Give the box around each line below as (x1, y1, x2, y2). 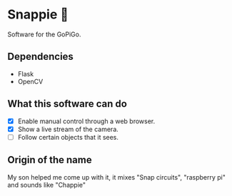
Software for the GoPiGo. (7, 30, 81, 38)
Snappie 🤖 (7, 6, 69, 23)
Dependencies (7, 51, 74, 63)
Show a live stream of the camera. (17, 125, 119, 133)
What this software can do (7, 98, 127, 110)
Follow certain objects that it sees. (17, 133, 119, 141)
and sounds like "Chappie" (7, 180, 86, 189)
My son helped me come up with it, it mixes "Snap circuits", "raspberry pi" (7, 172, 226, 181)
